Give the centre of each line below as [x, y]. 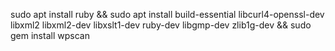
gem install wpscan [50, 35]
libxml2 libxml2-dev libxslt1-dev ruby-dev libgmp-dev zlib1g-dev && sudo [161, 25]
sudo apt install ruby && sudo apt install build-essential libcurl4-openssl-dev [167, 14]
